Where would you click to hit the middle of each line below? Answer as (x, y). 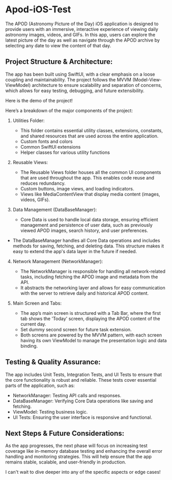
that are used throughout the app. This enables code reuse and (87, 177)
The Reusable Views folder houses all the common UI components (91, 172)
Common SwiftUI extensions (51, 147)
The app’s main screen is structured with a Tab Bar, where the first (91, 313)
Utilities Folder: (28, 120)
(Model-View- (147, 79)
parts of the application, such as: (40, 385)
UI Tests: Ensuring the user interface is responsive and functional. (82, 417)
